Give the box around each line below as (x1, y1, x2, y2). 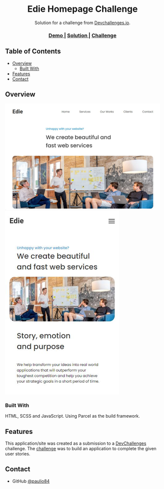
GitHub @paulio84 (12, 478, 50, 484)
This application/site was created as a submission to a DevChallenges (5, 440, 146, 446)
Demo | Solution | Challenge (48, 32, 117, 39)
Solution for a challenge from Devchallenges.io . (34, 20, 131, 26)
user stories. (5, 451, 30, 457)
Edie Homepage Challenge (27, 3, 138, 15)
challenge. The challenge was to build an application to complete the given (5, 446, 157, 452)
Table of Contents (5, 47, 61, 56)
